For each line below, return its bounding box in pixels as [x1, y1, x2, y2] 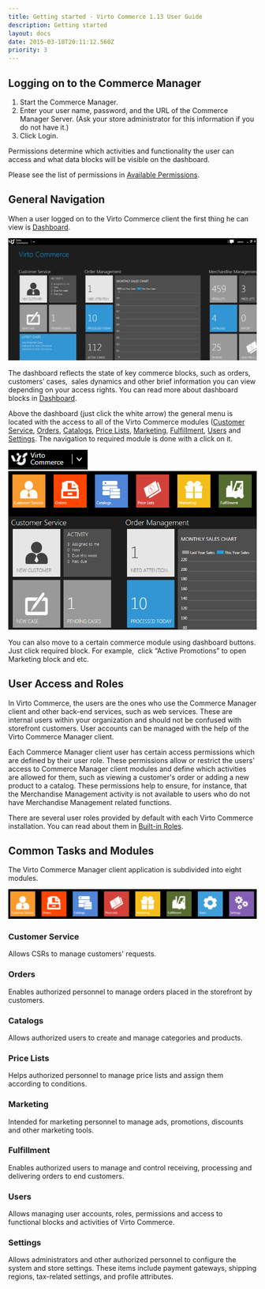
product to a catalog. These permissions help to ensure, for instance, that [8, 781, 247, 790]
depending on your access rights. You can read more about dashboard [8, 385, 238, 395]
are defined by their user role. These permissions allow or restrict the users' [8, 755, 255, 765]
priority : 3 [8, 46, 47, 55]
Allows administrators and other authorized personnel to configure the [8, 1255, 237, 1264]
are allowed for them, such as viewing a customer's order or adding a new [8, 772, 250, 782]
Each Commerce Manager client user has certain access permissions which [8, 747, 255, 757]
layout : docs [8, 29, 51, 37]
